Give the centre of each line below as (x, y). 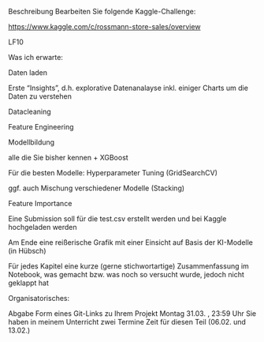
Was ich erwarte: (35, 57)
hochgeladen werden (43, 227)
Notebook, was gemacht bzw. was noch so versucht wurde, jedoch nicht (126, 274)
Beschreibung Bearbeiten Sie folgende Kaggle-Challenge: (102, 11)
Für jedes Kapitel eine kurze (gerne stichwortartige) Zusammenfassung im (129, 266)
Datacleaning (30, 111)
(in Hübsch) (27, 251)
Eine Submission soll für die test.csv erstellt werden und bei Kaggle (117, 219)
